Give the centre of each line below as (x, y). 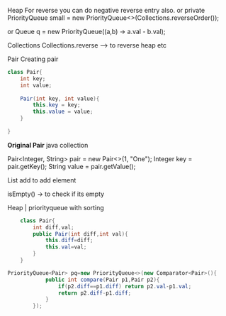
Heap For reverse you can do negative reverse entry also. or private (106, 10)
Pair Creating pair (33, 59)
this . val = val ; (66, 247)
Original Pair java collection (48, 145)
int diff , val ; (53, 227)
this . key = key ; (57, 105)
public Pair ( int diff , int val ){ (81, 234)
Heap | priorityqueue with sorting (56, 207)
